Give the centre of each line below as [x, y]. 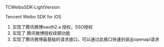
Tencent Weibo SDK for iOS [33, 17]
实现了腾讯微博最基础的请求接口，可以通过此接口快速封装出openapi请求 [86, 39]
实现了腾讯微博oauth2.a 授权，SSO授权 [53, 27]
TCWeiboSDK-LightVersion [33, 7]
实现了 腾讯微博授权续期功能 [41, 33]
